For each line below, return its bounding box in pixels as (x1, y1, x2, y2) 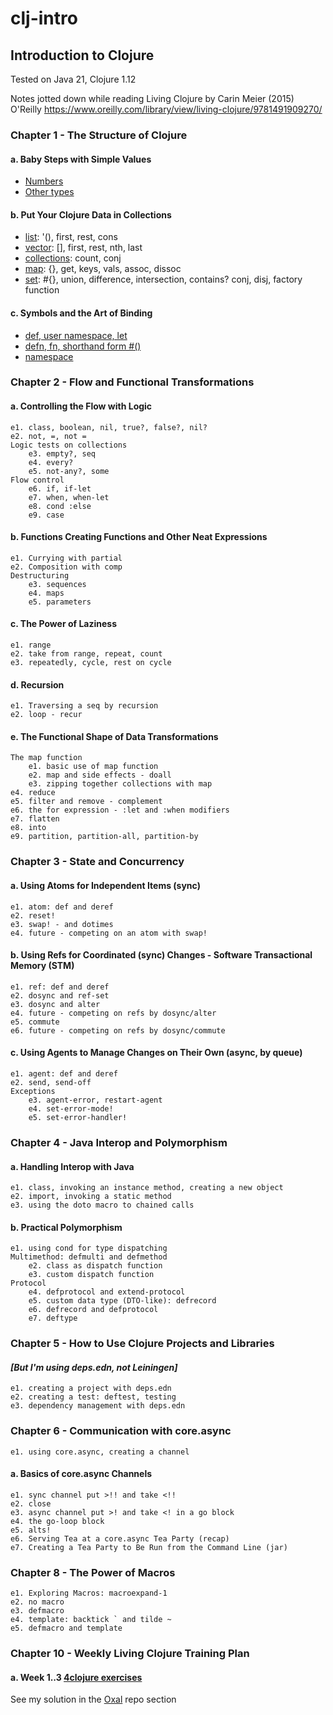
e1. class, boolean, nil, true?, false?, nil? (10, 422, 208, 432)
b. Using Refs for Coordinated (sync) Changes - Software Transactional (10, 949, 313, 961)
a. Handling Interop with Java (10, 1160, 135, 1172)
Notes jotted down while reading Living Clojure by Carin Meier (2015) (10, 93, 295, 104)
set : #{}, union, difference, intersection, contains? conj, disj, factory (24, 273, 303, 286)
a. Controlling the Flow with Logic (10, 400, 153, 412)
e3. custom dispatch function (28, 1270, 155, 1280)
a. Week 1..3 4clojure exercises (10, 1671, 143, 1683)
